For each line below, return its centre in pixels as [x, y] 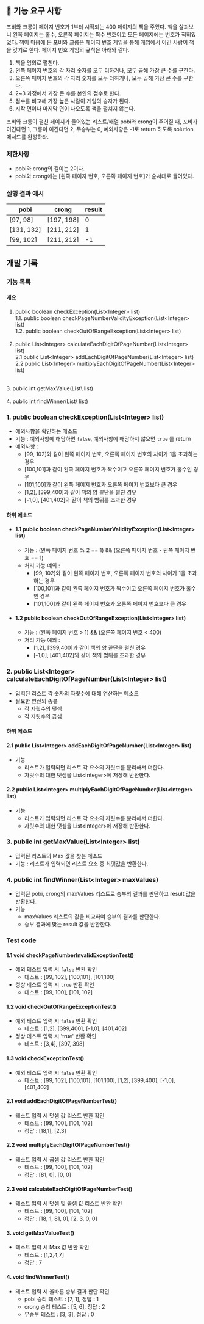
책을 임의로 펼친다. [37, 62]
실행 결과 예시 [25, 194]
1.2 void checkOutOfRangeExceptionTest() [62, 1006]
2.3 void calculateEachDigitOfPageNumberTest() [69, 1189]
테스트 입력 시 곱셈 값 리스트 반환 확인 [60, 1160]
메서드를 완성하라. [28, 137]
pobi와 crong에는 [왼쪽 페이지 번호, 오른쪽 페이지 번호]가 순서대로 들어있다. [104, 176]
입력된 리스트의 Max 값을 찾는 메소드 [58, 856]
